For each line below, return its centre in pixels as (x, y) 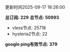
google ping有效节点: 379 (31, 44)
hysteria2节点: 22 (30, 34)
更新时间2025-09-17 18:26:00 (35, 7)
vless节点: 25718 (29, 28)
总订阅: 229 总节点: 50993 (32, 17)
